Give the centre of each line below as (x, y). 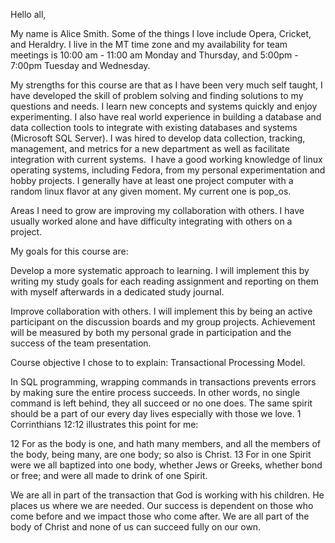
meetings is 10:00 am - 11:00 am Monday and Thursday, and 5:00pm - (154, 55)
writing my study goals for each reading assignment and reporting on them (165, 281)
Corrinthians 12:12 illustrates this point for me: (104, 424)
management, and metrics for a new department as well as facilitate (150, 148)
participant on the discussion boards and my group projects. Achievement (163, 322)
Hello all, (28, 14)
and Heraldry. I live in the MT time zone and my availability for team (149, 44)
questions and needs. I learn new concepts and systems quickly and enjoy (164, 106)
